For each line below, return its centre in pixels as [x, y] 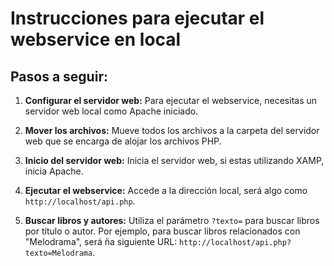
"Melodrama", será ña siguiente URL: [101, 241]
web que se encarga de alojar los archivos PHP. [123, 141]
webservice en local [96, 39]
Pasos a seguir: [59, 76]
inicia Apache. [54, 171]
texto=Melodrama [58, 253]
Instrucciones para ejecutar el [137, 18]
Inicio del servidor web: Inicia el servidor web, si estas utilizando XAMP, [174, 160]
